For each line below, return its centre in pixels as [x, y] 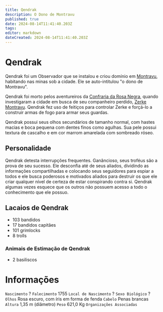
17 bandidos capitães [34, 225]
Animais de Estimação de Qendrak [48, 249]
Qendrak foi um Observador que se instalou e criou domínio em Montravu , [81, 76]
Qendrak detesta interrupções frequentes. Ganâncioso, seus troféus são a [81, 160]
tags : [11, 28]
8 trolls [19, 236]
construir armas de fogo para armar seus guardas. [57, 112]
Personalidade [28, 149]
